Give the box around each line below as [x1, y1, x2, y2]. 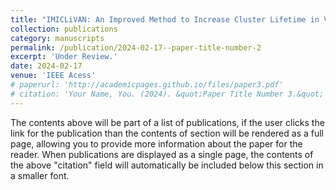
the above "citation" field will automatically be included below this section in [10, 159, 324, 171]
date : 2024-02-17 [10, 61, 83, 71]
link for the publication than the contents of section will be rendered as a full [10, 127, 324, 139]
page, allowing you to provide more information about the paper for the [10, 137, 303, 150]
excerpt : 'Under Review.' [10, 52, 118, 62]
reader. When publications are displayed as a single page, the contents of [10, 148, 314, 160]
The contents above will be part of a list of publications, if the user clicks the [10, 116, 325, 128]
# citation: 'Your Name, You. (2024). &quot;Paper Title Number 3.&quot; [10, 89, 325, 99]
